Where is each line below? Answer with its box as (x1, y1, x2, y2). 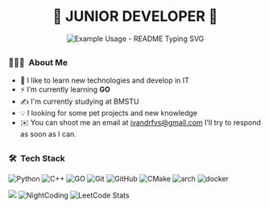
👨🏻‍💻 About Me (8, 57, 68, 68)
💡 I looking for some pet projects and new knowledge (19, 108, 198, 117)
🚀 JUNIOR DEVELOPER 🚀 (52, 7, 218, 26)
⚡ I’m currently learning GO (19, 84, 111, 94)
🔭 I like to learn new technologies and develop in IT (19, 75, 189, 85)
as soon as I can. (19, 128, 77, 139)
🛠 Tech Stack (8, 153, 66, 164)
